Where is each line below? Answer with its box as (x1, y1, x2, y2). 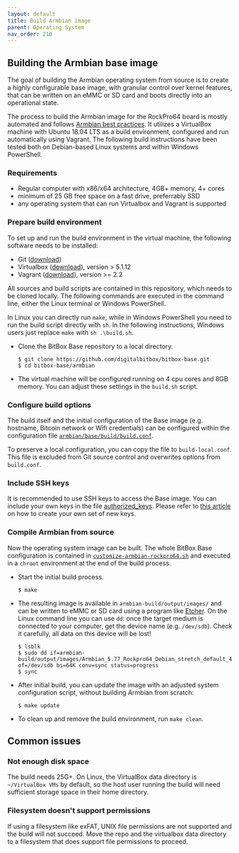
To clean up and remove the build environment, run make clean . (17, 715, 204, 723)
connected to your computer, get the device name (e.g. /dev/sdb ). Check (17, 622, 233, 630)
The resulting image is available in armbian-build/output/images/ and (17, 599, 223, 607)
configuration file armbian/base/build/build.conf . (7, 431, 154, 440)
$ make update (17, 702, 60, 709)
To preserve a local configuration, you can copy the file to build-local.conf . (7, 445, 232, 453)
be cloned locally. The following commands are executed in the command (7, 291, 225, 300)
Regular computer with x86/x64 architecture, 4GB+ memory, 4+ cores (17, 184, 225, 193)
